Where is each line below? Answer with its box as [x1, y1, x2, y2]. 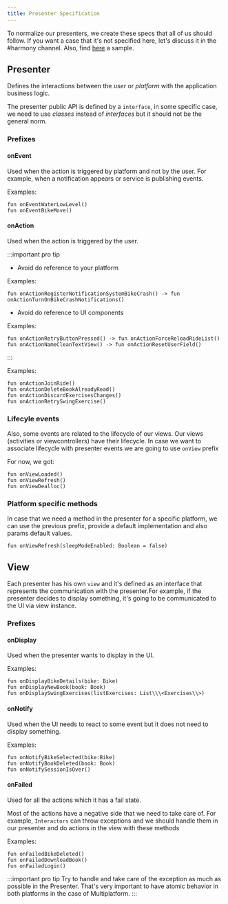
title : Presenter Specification [7, 10, 100, 17]
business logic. [7, 89, 50, 97]
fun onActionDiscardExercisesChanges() [7, 392, 122, 399]
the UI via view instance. [7, 601, 77, 610]
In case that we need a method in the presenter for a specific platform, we [7, 514, 218, 523]
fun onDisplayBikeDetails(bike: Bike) [7, 678, 118, 685]
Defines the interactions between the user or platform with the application [7, 82, 217, 90]
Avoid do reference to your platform [17, 263, 119, 272]
